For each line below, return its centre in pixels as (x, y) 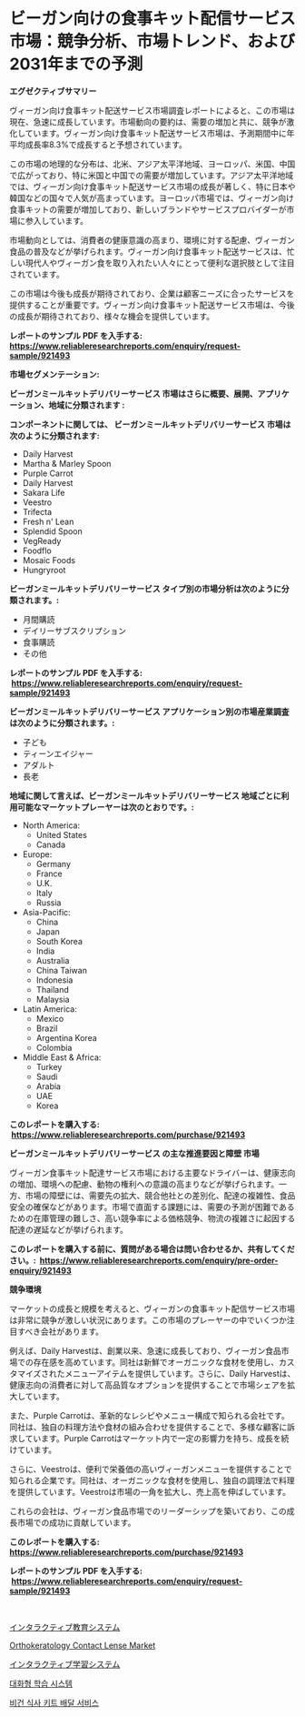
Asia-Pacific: (46, 912)
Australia (53, 960)
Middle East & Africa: (62, 1057)
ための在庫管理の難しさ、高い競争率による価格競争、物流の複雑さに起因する (152, 1218)
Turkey (49, 1066)
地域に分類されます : (87, 405)
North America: (51, 825)
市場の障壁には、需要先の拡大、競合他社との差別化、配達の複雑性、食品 (160, 1195)
